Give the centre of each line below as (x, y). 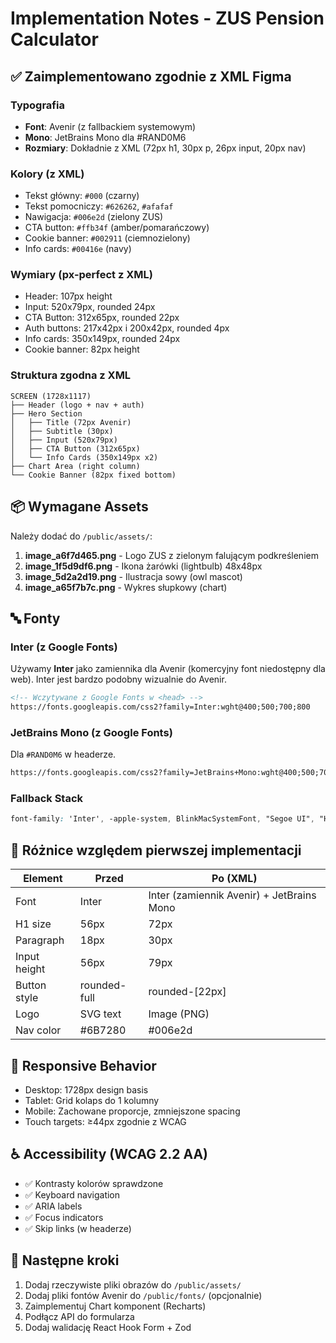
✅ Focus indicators (64, 1217)
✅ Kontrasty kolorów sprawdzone (94, 1183)
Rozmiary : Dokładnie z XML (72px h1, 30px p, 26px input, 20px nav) (165, 148)
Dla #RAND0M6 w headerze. (63, 754)
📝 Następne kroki (65, 1260)
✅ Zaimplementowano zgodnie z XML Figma (151, 76)
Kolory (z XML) (47, 174)
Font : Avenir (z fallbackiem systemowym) (110, 126)
